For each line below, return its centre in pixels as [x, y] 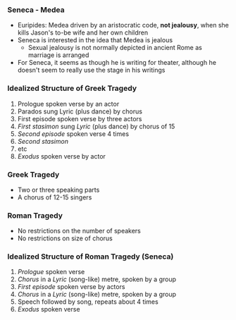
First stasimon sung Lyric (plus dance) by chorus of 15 [96, 126]
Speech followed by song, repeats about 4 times [88, 302]
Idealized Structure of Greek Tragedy [72, 88]
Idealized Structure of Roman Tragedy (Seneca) [91, 257]
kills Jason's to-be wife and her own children [83, 32]
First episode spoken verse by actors [71, 287]
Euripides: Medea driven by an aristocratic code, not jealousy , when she [123, 25]
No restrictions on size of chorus [65, 238]
